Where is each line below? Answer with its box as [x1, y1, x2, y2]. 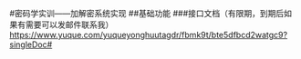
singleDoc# [9, 39, 53, 50]
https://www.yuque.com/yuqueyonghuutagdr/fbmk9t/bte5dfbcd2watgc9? [9, 30, 288, 40]
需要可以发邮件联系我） [25, 19, 114, 30]
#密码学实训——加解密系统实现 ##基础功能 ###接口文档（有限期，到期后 [9, 8, 285, 18]
